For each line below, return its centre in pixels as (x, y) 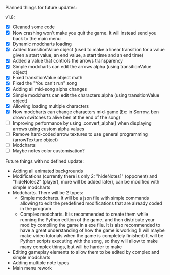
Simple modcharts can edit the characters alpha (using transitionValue (86, 95)
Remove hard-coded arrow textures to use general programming (80, 134)
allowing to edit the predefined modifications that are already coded (91, 203)
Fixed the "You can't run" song (45, 83)
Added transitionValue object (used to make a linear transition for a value (89, 50)
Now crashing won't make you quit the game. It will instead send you (84, 33)
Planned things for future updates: (41, 7)
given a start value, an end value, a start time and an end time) (78, 55)
